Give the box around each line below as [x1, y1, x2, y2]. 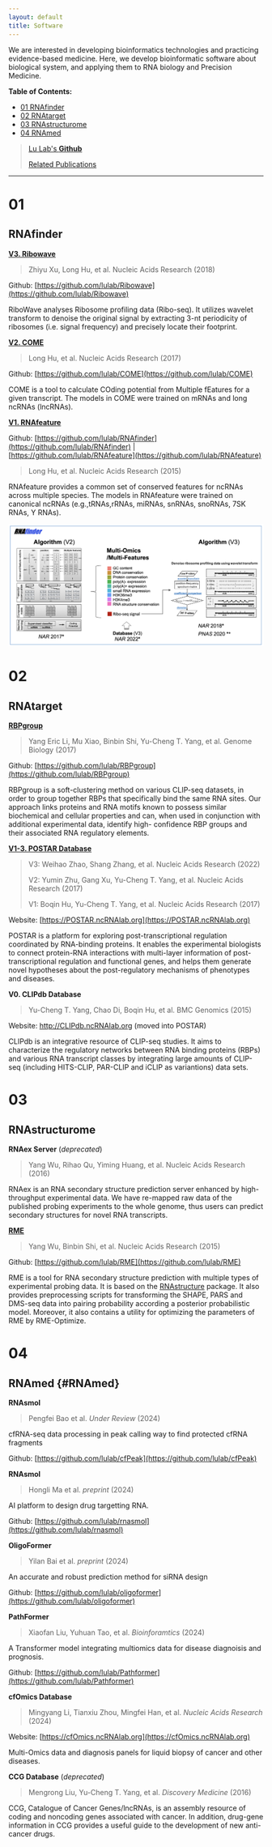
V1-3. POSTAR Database [8, 844, 92, 853]
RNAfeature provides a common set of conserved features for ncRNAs [8, 482, 244, 492]
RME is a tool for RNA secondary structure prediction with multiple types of [8, 1273, 259, 1283]
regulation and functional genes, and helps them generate [57, 956, 252, 967]
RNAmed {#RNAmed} [8, 1377, 120, 1390]
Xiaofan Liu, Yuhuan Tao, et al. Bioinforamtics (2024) [28, 1628, 205, 1637]
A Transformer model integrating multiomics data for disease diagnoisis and [8, 1644, 261, 1653]
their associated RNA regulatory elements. [8, 828, 150, 838]
